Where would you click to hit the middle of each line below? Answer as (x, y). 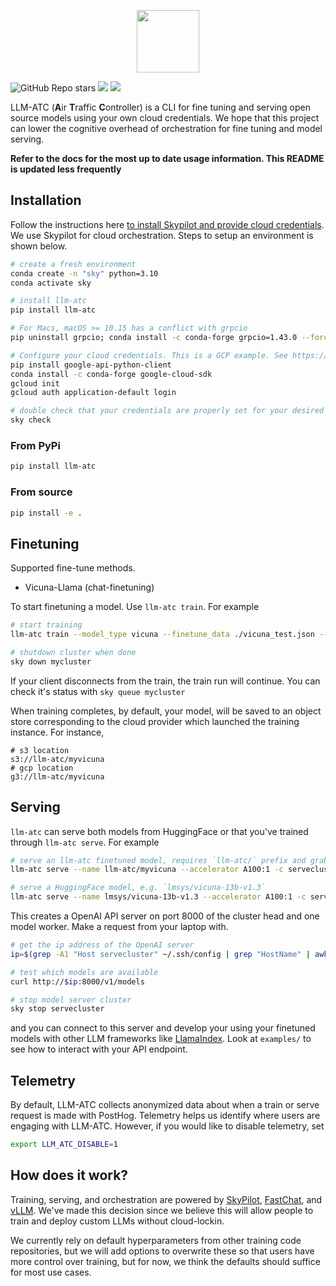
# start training (46, 625)
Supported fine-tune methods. (73, 568)
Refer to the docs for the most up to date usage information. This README (167, 158)
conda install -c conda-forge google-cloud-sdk (111, 374)
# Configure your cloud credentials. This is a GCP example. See (149, 355)
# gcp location (42, 768)
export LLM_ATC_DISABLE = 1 (64, 1145)
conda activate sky (51, 283)
